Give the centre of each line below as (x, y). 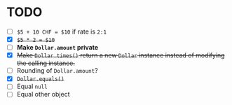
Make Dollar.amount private (57, 48)
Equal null (32, 86)
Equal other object (43, 94)
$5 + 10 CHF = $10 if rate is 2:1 (61, 31)
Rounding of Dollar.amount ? (57, 71)
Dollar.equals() (40, 79)
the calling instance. (46, 63)
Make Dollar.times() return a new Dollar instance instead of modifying (121, 55)
